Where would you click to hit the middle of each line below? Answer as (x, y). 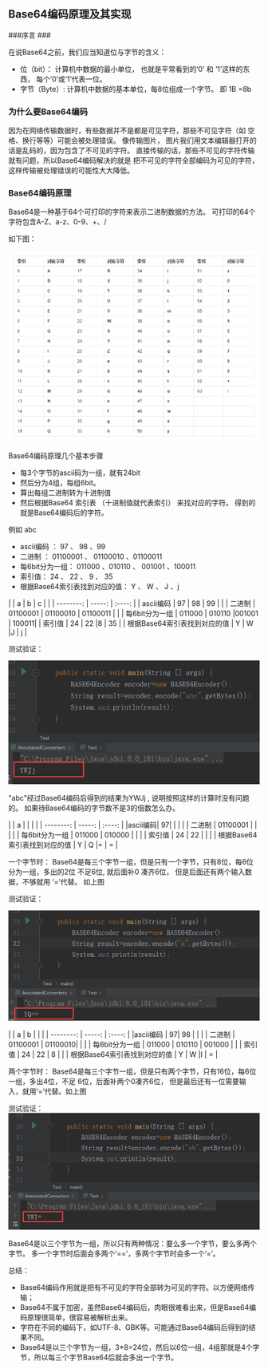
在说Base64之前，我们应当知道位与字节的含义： (87, 52)
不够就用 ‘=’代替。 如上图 (63, 882)
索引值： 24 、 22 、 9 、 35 (66, 576)
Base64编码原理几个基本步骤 (56, 456)
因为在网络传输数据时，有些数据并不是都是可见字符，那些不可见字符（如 (127, 131)
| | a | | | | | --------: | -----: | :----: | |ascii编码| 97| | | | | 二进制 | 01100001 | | (133, 825)
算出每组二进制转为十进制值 (65, 493)
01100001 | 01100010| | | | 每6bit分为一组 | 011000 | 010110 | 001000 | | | (125, 1044)
